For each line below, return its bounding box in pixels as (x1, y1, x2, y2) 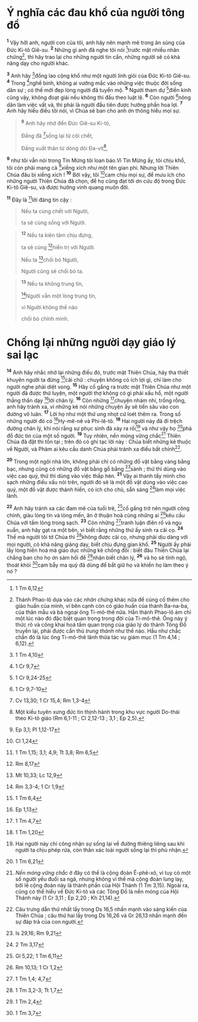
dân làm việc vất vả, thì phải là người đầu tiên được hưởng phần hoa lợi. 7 (6, 100, 183, 108)
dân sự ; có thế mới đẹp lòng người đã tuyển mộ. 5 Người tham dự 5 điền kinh (6, 85, 192, 94)
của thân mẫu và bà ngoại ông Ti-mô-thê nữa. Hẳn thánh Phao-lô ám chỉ (15, 608, 192, 616)
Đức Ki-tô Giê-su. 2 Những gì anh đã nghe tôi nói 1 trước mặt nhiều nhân (6, 45, 180, 53)
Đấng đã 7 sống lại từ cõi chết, (21, 131, 93, 139)
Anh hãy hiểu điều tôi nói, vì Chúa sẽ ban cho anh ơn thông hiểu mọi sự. (6, 107, 181, 114)
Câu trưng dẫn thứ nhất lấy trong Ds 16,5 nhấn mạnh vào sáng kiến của (15, 905, 187, 912)
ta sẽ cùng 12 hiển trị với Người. (21, 243, 96, 251)
